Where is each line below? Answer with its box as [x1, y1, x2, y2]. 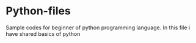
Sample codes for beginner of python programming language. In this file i [5, 24, 191, 31]
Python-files [5, 4, 71, 18]
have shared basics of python [5, 30, 81, 37]
